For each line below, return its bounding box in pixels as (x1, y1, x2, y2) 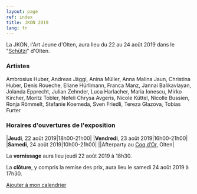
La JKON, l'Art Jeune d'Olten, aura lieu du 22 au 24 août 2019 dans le (6, 41, 175, 48)
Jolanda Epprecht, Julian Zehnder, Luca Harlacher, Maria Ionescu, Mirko (6, 88, 182, 95)
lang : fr (6, 25, 28, 31)
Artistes (6, 62, 30, 71)
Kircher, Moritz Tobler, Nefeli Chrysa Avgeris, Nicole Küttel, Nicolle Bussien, (6, 94, 190, 101)
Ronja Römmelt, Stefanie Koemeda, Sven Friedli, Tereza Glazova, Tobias (6, 101, 181, 108)
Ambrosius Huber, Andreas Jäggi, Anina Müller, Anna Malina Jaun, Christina (6, 75, 191, 82)
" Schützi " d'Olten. (6, 48, 50, 55)
